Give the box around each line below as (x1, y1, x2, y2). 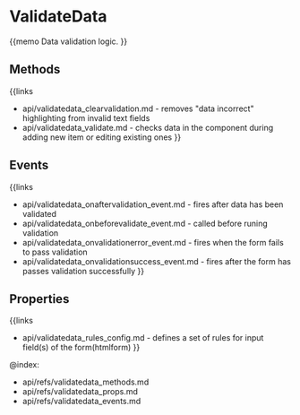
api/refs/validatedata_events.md (21, 396, 141, 407)
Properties (9, 291, 70, 307)
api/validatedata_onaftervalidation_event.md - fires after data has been (21, 199, 284, 210)
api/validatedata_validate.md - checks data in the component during (21, 122, 274, 133)
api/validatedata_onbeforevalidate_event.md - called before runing (21, 218, 269, 229)
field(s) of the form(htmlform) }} (21, 342, 141, 353)
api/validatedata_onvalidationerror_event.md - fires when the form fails (21, 237, 284, 247)
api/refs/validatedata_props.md (21, 386, 139, 397)
